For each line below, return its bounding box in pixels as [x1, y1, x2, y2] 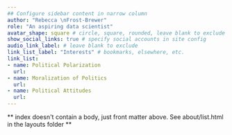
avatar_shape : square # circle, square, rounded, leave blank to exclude [7, 29, 226, 37]
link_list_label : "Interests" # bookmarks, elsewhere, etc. [7, 49, 185, 56]
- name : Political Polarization [7, 62, 101, 69]
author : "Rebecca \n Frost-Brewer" [7, 17, 108, 24]
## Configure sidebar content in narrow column [7, 10, 148, 17]
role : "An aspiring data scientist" [7, 23, 113, 30]
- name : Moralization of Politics [7, 74, 108, 82]
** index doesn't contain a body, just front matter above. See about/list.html [7, 113, 224, 121]
